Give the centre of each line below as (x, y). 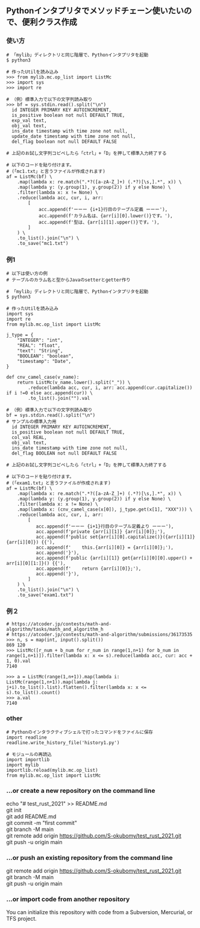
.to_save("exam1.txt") (45, 595)
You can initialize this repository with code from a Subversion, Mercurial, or (99, 912)
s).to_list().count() (33, 693)
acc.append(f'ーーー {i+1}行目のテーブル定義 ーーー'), (103, 209)
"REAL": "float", (39, 346)
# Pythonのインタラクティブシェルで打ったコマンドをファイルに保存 (80, 732)
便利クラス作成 (49, 22)
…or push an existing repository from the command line (89, 857)
